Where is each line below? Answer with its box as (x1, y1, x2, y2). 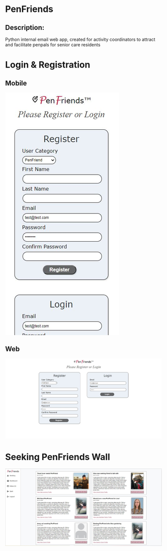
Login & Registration (5, 59, 90, 71)
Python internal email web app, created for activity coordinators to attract (5, 36, 156, 42)
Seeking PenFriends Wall (5, 452, 110, 463)
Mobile (5, 79, 27, 88)
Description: (5, 23, 45, 32)
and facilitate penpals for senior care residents (5, 42, 101, 48)
